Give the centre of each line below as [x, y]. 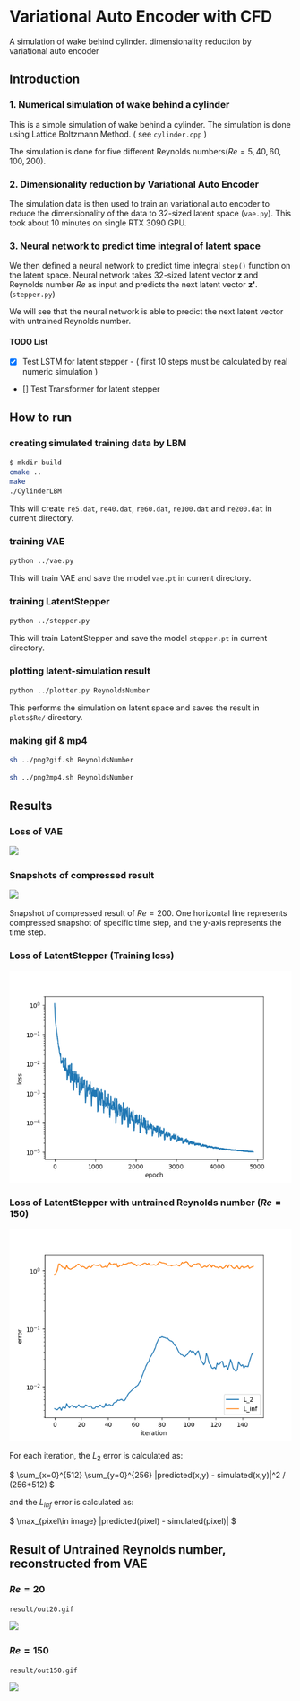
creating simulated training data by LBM [98, 443]
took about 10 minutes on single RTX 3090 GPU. [98, 223]
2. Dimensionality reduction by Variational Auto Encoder [134, 184]
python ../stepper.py [50, 621]
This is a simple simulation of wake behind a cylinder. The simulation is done [150, 124]
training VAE [37, 541]
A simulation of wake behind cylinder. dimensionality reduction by [131, 41]
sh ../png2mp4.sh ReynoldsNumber [72, 778]
